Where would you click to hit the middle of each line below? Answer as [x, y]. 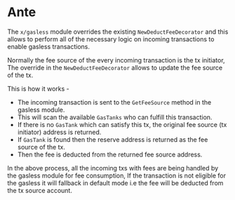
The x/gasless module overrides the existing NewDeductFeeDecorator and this [118, 32]
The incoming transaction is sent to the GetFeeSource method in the [114, 102]
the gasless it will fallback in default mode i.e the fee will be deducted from [115, 182]
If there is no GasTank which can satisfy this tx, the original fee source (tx [122, 124]
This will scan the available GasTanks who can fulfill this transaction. [115, 117]
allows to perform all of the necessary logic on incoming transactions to [111, 39]
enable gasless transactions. [48, 46]
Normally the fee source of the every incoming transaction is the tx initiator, [116, 60]
